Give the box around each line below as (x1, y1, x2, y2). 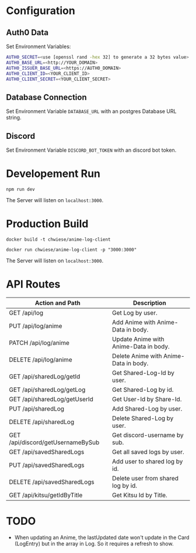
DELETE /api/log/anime (9, 356, 72, 364)
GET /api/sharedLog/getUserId (9, 395, 93, 403)
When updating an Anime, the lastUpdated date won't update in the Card (14, 534, 190, 541)
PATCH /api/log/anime (9, 339, 70, 347)
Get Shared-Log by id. (111, 385, 174, 394)
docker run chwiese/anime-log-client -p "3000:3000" (6, 247, 137, 252)
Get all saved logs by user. (111, 448, 185, 456)
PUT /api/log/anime (9, 322, 62, 330)
